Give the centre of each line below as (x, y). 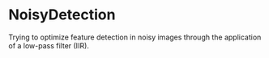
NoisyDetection (62, 15)
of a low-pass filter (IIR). (49, 45)
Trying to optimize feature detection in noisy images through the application (135, 37)
